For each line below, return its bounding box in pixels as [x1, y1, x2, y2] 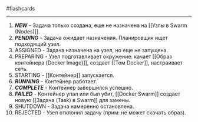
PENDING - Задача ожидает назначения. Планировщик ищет [14, 35, 168, 41]
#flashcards [6, 5, 35, 12]
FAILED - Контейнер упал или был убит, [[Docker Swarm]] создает [14, 90, 181, 97]
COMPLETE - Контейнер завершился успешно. [14, 84, 134, 91]
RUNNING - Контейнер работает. [14, 78, 97, 84]
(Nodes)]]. [14, 28, 40, 35]
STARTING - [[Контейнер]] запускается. [14, 72, 114, 79]
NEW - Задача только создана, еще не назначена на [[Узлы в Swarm [14, 22, 187, 29]
